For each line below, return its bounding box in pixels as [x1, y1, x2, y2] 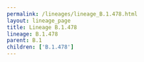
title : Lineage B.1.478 [6, 24, 78, 31]
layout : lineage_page [6, 17, 71, 24]
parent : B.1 [6, 37, 42, 44]
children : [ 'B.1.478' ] [6, 43, 74, 51]
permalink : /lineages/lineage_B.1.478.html [6, 10, 138, 18]
